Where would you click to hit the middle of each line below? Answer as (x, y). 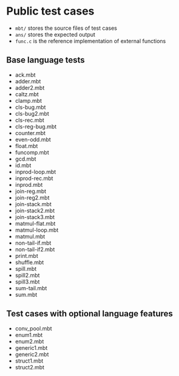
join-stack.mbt (33, 204)
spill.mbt (26, 268)
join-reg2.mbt (32, 197)
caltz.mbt (27, 94)
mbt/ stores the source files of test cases (66, 28)
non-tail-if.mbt (33, 243)
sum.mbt (26, 294)
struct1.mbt (29, 361)
